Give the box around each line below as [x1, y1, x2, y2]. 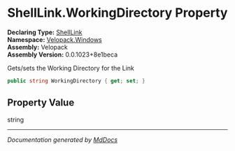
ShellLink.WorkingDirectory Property [7, 5, 228, 21]
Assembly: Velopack [7, 43, 69, 51]
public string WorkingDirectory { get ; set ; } [7, 77, 145, 85]
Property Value [7, 96, 75, 109]
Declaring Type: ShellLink [7, 28, 83, 36]
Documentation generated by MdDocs [7, 135, 117, 144]
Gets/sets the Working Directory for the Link [7, 64, 135, 72]
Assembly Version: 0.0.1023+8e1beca [7, 50, 118, 59]
